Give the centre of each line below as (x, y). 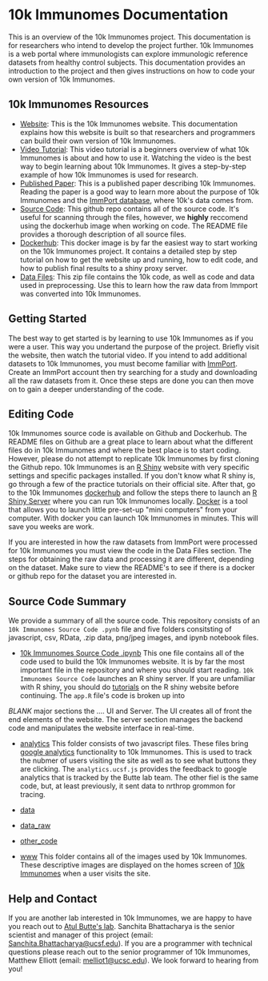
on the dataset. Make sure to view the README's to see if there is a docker (132, 568)
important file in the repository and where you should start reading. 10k (137, 670)
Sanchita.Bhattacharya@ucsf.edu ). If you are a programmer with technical (130, 943)
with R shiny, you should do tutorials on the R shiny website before (129, 687)
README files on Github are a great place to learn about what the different (131, 442)
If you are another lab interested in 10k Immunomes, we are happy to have (130, 918)
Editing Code (41, 414)
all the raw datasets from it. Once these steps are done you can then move (131, 381)
